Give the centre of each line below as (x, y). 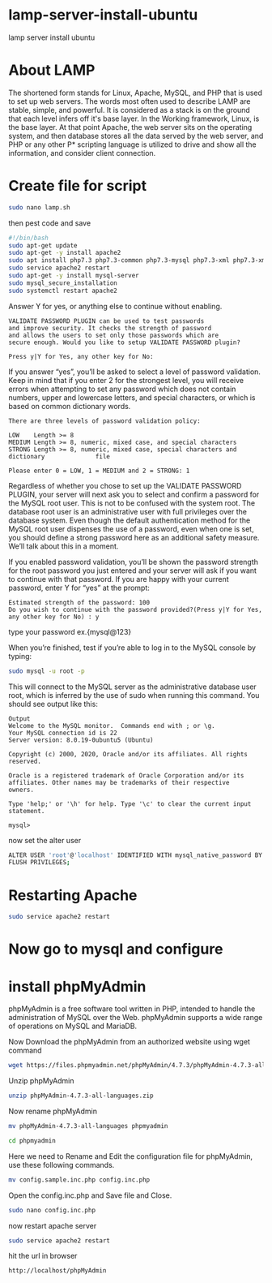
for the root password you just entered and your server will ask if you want (133, 570)
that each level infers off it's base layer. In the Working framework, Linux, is (134, 118)
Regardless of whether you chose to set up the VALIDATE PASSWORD (125, 485)
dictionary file (59, 456)
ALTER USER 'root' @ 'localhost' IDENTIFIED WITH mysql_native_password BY (136, 855)
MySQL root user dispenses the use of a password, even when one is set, (131, 528)
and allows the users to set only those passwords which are (114, 335)
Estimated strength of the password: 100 (79, 602)
